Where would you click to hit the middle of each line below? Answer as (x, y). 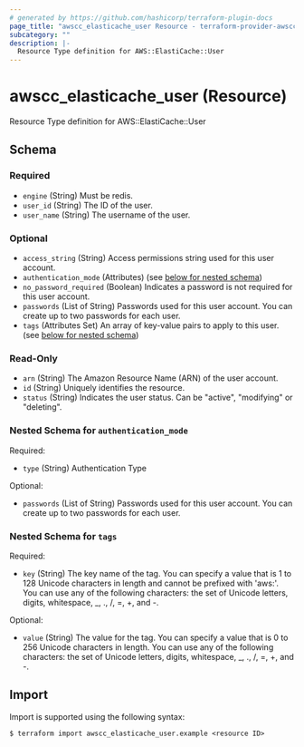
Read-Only (34, 358)
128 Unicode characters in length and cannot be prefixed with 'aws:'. (150, 583)
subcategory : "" (40, 34)
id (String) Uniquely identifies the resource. (104, 388)
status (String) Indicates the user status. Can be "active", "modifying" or (157, 398)
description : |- (40, 43)
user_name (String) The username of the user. (106, 215)
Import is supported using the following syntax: (97, 716)
